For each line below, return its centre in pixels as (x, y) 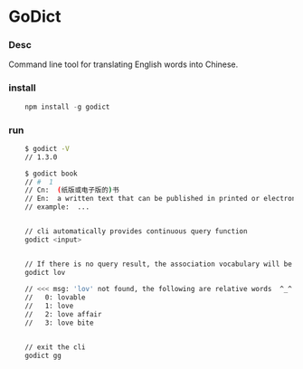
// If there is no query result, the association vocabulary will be (159, 264)
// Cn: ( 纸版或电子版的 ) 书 (72, 190)
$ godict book (51, 174)
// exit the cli (56, 347)
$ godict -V (47, 148)
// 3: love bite (59, 323)
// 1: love (49, 306)
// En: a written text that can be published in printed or (142, 199)
